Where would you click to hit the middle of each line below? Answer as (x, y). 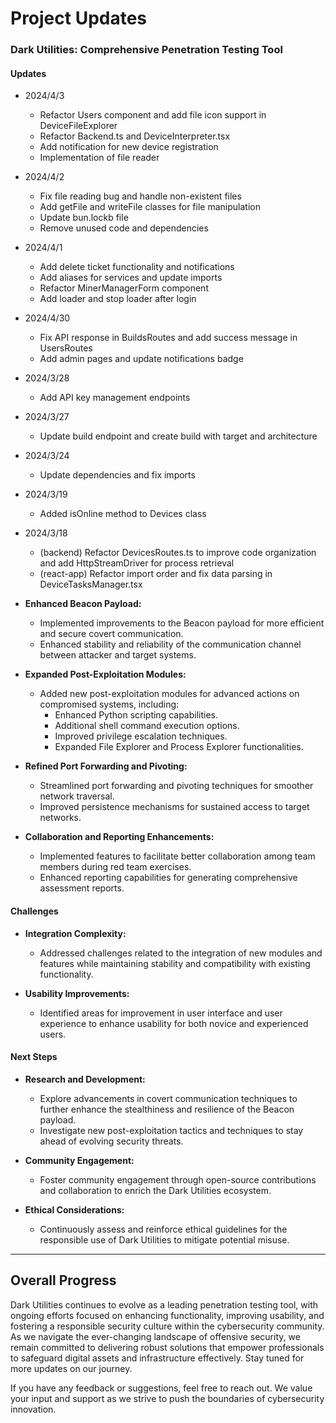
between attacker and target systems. (118, 655)
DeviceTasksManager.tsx (91, 584)
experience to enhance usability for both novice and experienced (174, 1023)
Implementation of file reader (99, 158)
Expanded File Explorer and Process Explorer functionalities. (179, 747)
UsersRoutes (66, 348)
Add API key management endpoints (115, 398)
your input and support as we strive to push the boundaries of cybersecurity (167, 1398)
